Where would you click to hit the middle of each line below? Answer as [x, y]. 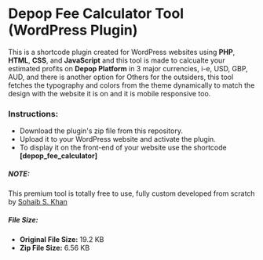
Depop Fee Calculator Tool [96, 14]
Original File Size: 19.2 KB [62, 240]
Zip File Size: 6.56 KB [55, 248]
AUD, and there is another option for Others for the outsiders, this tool [121, 77]
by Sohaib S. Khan [38, 202]
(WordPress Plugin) [73, 30]
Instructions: [33, 114]
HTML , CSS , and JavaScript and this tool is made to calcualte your [117, 60]
